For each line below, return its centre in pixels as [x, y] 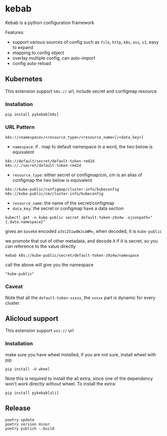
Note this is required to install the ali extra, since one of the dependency [79, 378]
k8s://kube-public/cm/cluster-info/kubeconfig [54, 194]
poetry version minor [28, 424]
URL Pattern [20, 127]
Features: [15, 32]
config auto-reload [32, 63]
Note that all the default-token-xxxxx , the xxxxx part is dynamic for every [80, 297]
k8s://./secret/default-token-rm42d [43, 166]
